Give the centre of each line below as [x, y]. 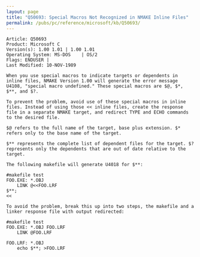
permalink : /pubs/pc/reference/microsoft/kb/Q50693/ [73, 23]
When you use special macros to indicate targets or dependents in [92, 76]
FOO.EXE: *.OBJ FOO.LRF [36, 228]
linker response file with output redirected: [65, 212]
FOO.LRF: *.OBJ [25, 243]
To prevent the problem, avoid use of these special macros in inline [96, 102]
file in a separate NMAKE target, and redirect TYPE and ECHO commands [97, 112]
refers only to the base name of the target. [64, 133]
